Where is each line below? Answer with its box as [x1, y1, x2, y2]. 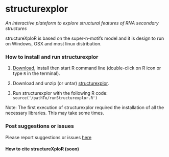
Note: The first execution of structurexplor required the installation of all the [5, 104, 164, 111]
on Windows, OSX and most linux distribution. [5, 40, 102, 46]
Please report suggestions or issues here [5, 134, 92, 140]
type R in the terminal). [12, 70, 60, 76]
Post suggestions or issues [5, 123, 74, 130]
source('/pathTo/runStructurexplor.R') [12, 95, 98, 101]
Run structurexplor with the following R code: [12, 90, 108, 96]
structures [5, 25, 27, 31]
